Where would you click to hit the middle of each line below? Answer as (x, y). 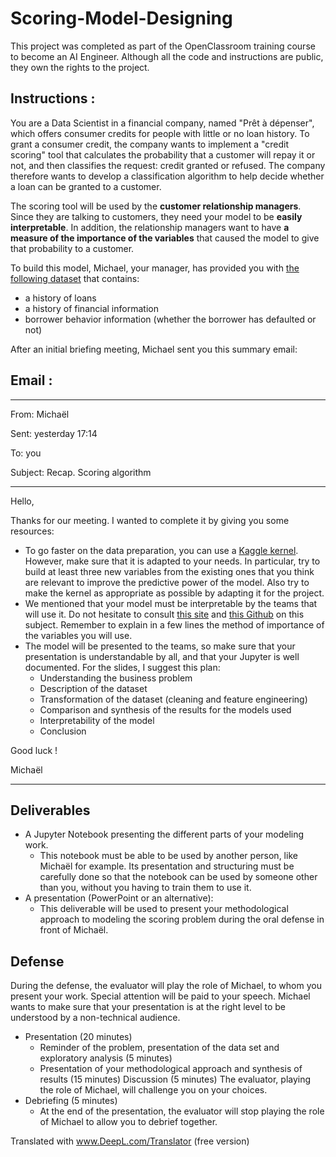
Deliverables (50, 810)
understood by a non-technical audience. (95, 1018)
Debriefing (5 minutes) (71, 1101)
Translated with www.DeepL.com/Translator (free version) (130, 1141)
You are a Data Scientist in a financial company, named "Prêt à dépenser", (162, 123)
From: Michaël (40, 414)
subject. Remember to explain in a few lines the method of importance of (174, 624)
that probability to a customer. (72, 248)
